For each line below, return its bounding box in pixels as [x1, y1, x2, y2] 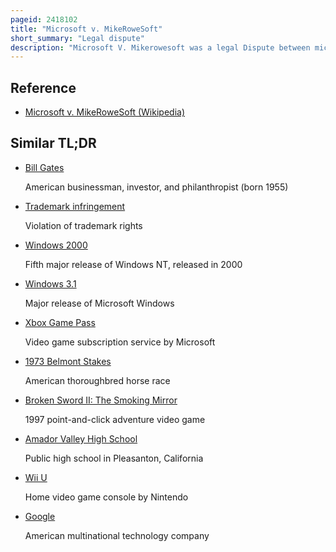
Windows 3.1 [24, 277, 77, 290]
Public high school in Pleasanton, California [24, 452, 204, 464]
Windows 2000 [24, 239, 88, 251]
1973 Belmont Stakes [24, 355, 112, 367]
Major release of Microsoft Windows [24, 297, 175, 309]
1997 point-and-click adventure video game [24, 413, 206, 425]
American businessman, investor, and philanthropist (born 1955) [24, 181, 289, 193]
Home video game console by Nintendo [24, 491, 189, 503]
